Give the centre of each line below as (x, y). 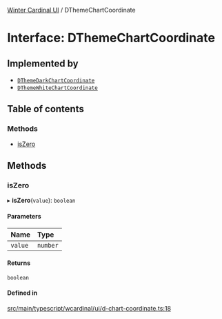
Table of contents (46, 109)
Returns (19, 263)
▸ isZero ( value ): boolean (41, 201)
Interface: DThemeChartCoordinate (111, 38)
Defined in (22, 293)
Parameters (24, 216)
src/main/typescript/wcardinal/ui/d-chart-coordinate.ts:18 (89, 308)
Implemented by (43, 63)
